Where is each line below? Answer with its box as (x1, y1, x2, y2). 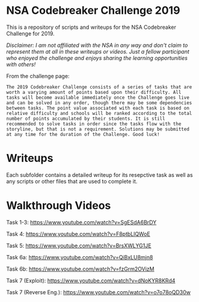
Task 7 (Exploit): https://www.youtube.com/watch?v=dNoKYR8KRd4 (6, 277, 176, 284)
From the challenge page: (6, 72, 70, 79)
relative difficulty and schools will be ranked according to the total (6, 110, 192, 116)
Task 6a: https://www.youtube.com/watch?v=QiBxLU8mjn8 (6, 253, 153, 260)
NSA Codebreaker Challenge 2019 (6, 4, 180, 17)
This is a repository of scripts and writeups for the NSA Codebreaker (6, 23, 176, 31)
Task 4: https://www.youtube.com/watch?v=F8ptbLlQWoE (6, 230, 150, 238)
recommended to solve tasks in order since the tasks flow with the (6, 121, 182, 127)
